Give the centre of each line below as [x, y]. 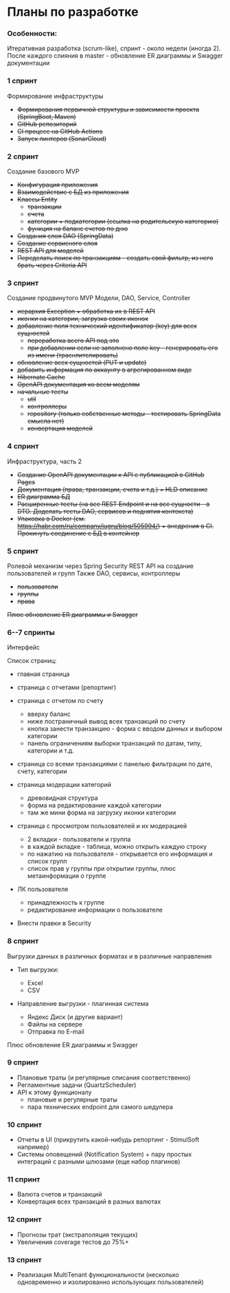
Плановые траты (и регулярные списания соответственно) [104, 1077]
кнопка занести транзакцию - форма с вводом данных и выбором [125, 729]
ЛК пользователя [43, 890]
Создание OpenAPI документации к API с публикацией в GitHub [111, 474]
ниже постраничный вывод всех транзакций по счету [106, 722]
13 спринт [25, 1259]
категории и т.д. [50, 750]
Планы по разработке [73, 12]
